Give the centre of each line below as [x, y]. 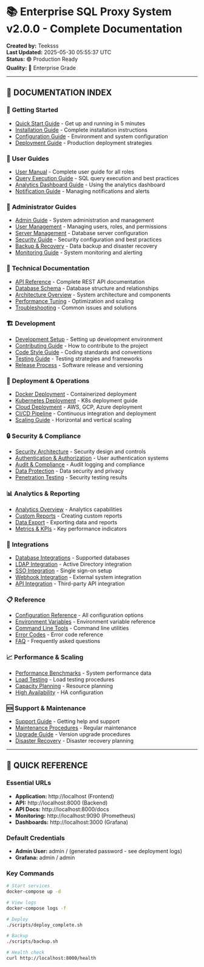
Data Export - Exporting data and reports [66, 522]
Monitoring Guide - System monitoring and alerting [79, 253]
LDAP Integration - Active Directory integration [73, 564]
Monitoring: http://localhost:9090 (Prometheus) [75, 815]
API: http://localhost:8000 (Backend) [61, 803]
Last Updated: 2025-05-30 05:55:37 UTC [59, 52]
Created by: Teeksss [32, 46]
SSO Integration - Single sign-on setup [63, 571]
